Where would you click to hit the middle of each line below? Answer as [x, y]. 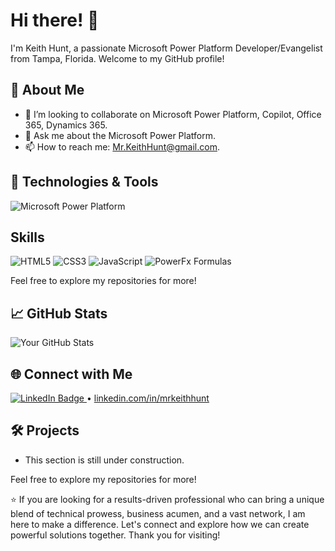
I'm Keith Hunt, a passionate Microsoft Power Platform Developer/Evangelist [166, 48]
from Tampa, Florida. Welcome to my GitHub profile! [117, 58]
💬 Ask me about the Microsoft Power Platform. [120, 135]
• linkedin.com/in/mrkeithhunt [148, 398]
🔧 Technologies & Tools [84, 182]
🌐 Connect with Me [71, 374]
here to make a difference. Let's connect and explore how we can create [160, 524]
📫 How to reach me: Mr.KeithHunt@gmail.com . [122, 146]
